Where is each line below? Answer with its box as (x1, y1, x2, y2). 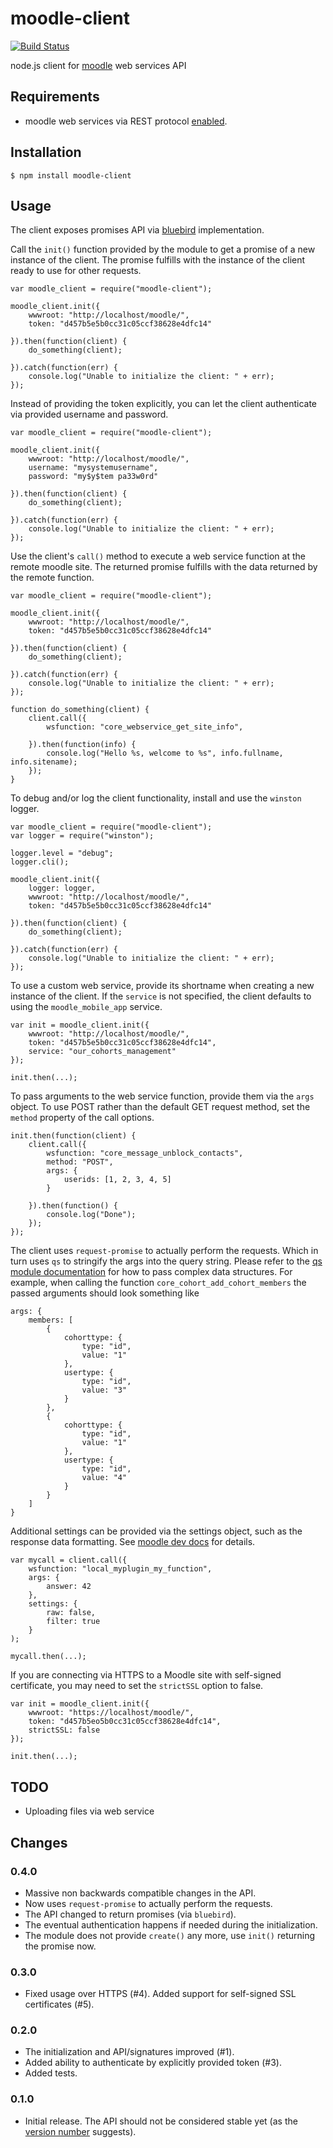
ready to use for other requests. (10, 265, 142, 277)
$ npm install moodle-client (10, 170, 132, 181)
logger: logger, (28, 883, 97, 894)
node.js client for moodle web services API (10, 59, 187, 71)
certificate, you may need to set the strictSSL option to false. (10, 1680, 264, 1692)
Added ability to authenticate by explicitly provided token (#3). (24, 2057, 283, 2069)
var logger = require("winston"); (10, 831, 155, 841)
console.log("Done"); (46, 1210, 137, 1220)
